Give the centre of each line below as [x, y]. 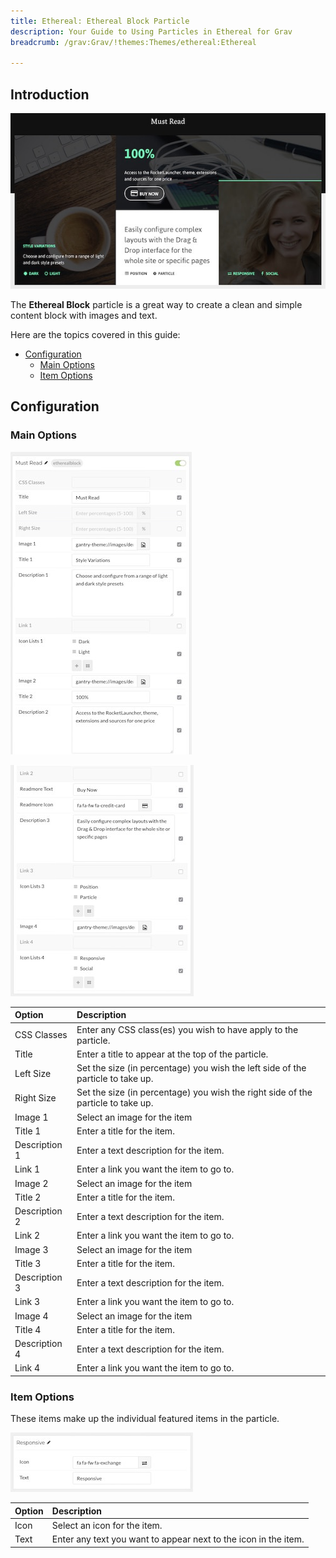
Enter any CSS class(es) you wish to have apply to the [187, 1029]
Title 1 [28, 1131]
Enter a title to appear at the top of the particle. [172, 1054]
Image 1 [31, 1117]
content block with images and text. [84, 316]
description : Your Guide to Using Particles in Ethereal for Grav [151, 31]
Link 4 [27, 1368]
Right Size [35, 1097]
